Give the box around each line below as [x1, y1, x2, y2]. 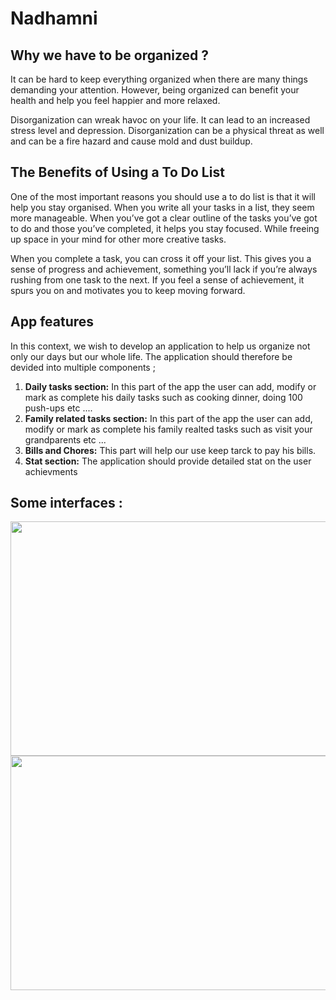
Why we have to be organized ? [10, 47, 210, 64]
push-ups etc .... [24, 402, 93, 414]
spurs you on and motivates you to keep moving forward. [10, 284, 246, 296]
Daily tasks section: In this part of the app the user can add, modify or [24, 380, 317, 392]
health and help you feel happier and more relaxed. [10, 95, 221, 106]
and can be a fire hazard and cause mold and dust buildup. [10, 135, 253, 147]
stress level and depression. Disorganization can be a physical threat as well [10, 125, 325, 136]
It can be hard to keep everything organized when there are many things [10, 73, 308, 85]
